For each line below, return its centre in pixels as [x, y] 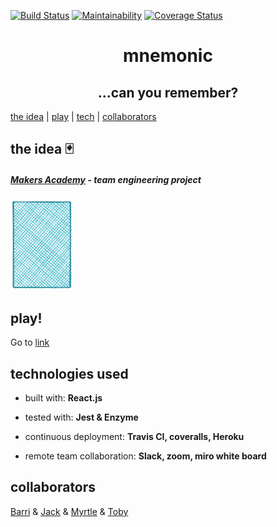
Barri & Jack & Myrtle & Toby [69, 511]
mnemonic [168, 56]
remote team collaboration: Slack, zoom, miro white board [145, 456]
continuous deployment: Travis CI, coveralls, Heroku [134, 436]
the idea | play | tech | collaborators [83, 116]
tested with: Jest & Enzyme [81, 417]
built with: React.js [63, 397]
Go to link [30, 342]
